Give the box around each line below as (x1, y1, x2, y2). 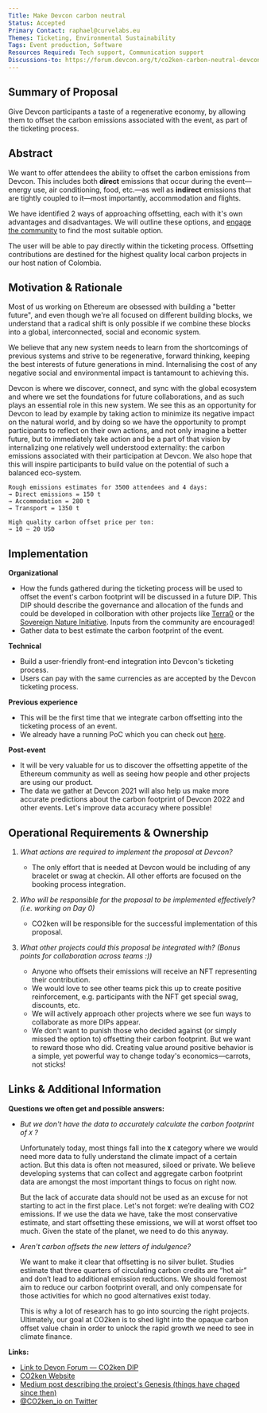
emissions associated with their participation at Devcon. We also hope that (8, 451, 253, 461)
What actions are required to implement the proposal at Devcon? (19, 847, 233, 857)
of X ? (19, 1127, 38, 1137)
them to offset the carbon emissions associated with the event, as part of (8, 115, 248, 124)
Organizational (8, 568, 58, 578)
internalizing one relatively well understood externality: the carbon (8, 443, 225, 452)
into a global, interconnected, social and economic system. (8, 327, 201, 337)
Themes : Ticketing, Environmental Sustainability (8, 33, 176, 42)
